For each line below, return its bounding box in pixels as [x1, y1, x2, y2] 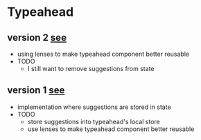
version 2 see [7, 32, 67, 43]
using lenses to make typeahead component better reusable [17, 50, 189, 58]
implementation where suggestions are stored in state [17, 103, 171, 111]
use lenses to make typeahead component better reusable [27, 125, 195, 133]
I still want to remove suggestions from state [27, 65, 155, 72]
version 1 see [7, 84, 65, 97]
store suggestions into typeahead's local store [27, 117, 161, 126]
